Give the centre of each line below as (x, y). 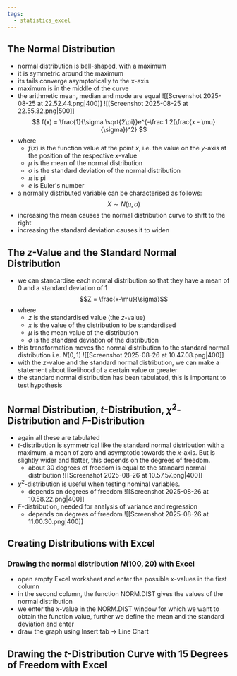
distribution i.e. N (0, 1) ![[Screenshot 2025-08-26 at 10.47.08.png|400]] (121, 355)
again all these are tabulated (59, 437)
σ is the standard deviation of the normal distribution (104, 171)
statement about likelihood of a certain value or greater (97, 370)
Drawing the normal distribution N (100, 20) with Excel (101, 564)
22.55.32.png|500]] (46, 111)
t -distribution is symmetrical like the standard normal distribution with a (121, 445)
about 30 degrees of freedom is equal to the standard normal (117, 468)
